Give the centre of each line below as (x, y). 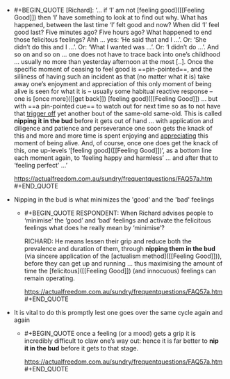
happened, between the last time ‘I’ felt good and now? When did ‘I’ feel (116, 25)
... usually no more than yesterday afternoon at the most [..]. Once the (114, 62)
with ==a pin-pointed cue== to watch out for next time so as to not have (117, 106)
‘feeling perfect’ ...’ (41, 165)
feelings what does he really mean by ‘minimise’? (94, 228)
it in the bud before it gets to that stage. (81, 348)
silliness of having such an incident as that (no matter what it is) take (112, 76)
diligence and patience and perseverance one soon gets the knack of (113, 128)
